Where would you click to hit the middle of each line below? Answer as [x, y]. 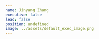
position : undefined [27, 24]
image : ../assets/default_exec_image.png [50, 29]
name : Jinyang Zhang [27, 10]
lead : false [18, 19]
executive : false [24, 15]
